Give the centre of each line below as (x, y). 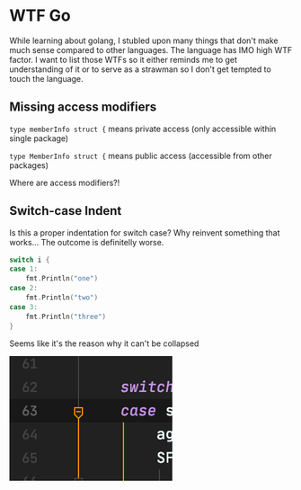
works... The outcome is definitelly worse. (87, 242)
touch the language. (46, 78)
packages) (29, 165)
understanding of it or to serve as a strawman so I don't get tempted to (140, 69)
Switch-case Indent (66, 211)
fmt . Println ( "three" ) (66, 316)
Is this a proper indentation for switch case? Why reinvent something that (145, 232)
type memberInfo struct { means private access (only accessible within (143, 129)
